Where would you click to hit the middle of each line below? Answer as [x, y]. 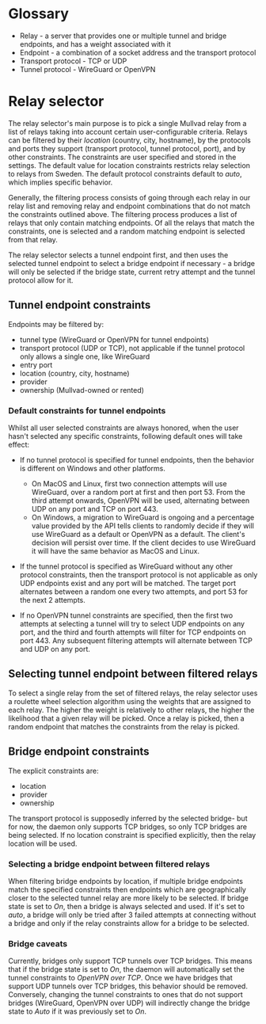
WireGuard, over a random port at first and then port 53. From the [138, 492]
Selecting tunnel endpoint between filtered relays [133, 674]
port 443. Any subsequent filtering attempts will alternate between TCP [136, 640]
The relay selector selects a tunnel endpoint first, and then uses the [118, 255]
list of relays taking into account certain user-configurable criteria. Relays [128, 131]
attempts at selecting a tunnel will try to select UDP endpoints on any [132, 623]
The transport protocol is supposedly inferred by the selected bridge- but [128, 818]
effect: [19, 444]
